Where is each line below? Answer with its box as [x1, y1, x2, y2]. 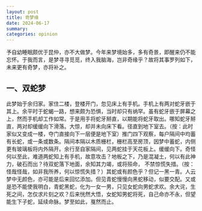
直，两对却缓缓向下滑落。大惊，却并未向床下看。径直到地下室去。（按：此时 [6, 122, 194, 130]
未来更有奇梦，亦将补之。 [6, 64, 70, 71]
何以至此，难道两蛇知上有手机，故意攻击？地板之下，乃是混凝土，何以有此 [6, 153, 191, 160]
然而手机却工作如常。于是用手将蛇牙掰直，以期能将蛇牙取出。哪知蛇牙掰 [16, 115, 196, 122]
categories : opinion [6, 31, 58, 37]
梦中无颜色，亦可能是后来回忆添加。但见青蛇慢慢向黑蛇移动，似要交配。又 [6, 175, 191, 183]
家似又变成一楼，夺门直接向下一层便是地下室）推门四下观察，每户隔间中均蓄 [6, 130, 196, 137]
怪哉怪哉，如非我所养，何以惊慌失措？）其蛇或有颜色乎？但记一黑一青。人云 [6, 168, 196, 175]
